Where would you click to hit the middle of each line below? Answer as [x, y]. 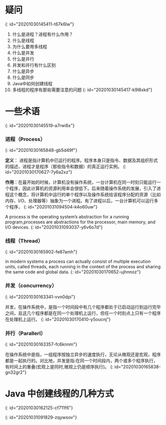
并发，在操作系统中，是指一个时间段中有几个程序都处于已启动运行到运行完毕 [83, 307]
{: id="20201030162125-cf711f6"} [39, 408]
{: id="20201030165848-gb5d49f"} [41, 150]
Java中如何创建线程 [32, 83]
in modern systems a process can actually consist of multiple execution [78, 261]
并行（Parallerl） [25, 333]
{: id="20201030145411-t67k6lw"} [40, 24]
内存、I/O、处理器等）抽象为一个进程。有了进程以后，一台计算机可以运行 [80, 201]
